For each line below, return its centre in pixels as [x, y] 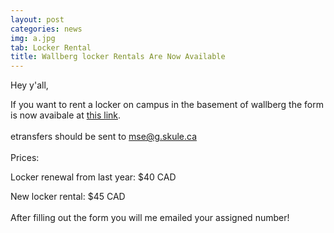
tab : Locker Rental [51, 47]
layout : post [37, 19]
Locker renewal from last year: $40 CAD [93, 177]
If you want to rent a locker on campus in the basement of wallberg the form [167, 105]
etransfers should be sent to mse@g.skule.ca [103, 137]
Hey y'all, [29, 85]
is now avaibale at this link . [66, 115]
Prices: [25, 158]
